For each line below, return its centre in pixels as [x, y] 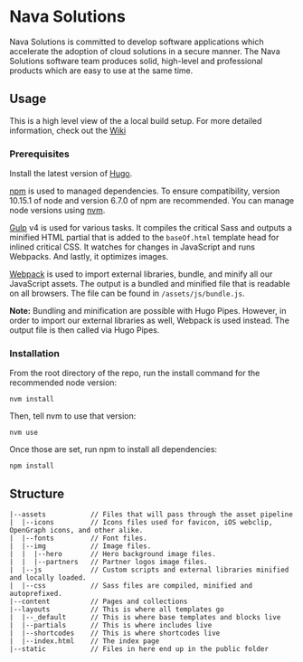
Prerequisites [39, 154]
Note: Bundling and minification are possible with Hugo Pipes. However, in [148, 311]
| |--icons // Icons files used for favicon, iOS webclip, [141, 523]
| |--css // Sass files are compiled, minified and [131, 586]
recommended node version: [63, 383]
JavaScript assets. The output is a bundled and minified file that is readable [150, 284]
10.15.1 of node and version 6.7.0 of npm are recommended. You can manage [152, 201]
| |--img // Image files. [80, 546]
